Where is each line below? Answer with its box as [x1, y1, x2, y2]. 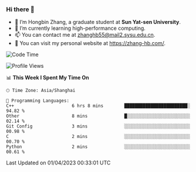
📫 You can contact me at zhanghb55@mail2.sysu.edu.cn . [14, 32, 156, 39]
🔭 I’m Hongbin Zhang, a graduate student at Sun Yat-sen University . [14, 19, 181, 26]
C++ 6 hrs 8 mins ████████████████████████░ [6, 103, 191, 109]
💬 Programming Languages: [6, 98, 69, 104]
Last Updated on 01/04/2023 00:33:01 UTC [6, 159, 111, 166]
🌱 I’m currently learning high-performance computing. [14, 25, 146, 32]
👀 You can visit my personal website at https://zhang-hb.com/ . [14, 40, 166, 47]
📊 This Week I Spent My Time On [6, 74, 89, 81]
